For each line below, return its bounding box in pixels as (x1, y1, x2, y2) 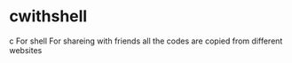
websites (9, 44, 43, 55)
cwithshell (9, 6, 88, 27)
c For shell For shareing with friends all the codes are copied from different (9, 35, 283, 46)
